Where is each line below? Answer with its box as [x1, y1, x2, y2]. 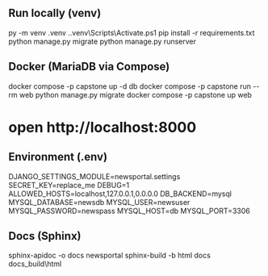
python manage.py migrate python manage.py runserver [8, 36, 196, 46]
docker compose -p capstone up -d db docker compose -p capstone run [8, 81, 252, 91]
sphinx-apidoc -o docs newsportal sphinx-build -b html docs [8, 250, 211, 261]
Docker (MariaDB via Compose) [8, 60, 170, 73]
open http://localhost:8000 [8, 118, 197, 136]
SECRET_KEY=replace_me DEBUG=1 [8, 180, 130, 190]
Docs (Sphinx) [8, 229, 82, 243]
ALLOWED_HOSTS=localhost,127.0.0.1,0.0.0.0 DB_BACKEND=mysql [8, 189, 232, 199]
